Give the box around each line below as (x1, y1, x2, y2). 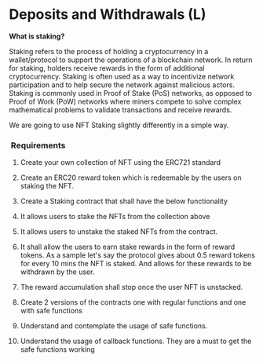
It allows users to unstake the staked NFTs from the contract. (20, 227, 218, 236)
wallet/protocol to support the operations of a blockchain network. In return (9, 55, 254, 64)
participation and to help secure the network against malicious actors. (9, 80, 235, 90)
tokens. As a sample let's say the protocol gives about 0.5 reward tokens (20, 250, 256, 260)
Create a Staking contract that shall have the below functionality (20, 196, 228, 206)
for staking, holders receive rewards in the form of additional (9, 63, 205, 72)
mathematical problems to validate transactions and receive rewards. (9, 104, 232, 115)
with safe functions (20, 306, 83, 316)
